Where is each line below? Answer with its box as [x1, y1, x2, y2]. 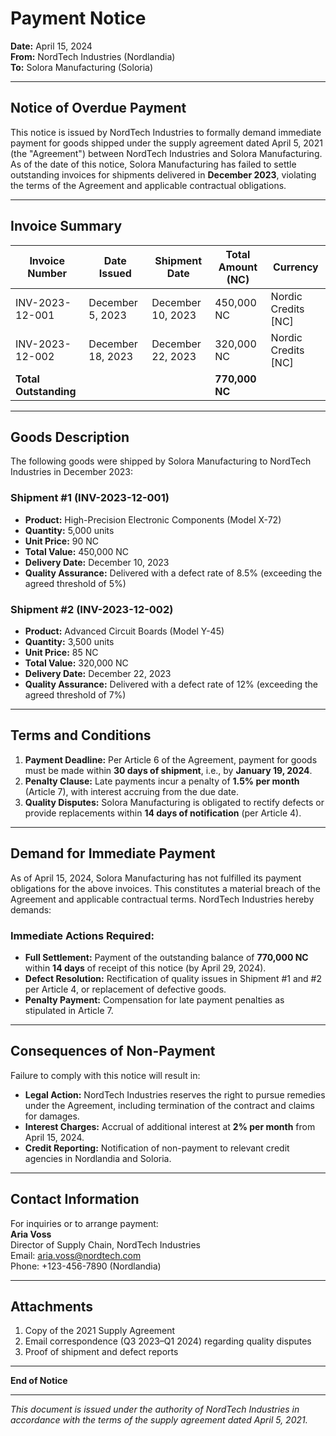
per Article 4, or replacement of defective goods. [24, 983, 227, 995]
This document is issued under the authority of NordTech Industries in [10, 1403, 300, 1416]
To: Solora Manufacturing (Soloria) [10, 61, 154, 73]
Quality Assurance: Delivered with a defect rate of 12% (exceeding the [24, 678, 319, 690]
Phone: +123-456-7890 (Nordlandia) [10, 1260, 162, 1272]
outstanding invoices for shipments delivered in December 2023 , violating [10, 168, 317, 181]
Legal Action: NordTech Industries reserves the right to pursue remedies [24, 1088, 326, 1101]
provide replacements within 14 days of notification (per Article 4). [24, 807, 302, 819]
